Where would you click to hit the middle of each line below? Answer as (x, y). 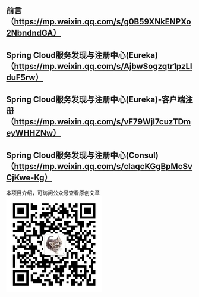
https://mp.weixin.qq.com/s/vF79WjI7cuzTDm (102, 122)
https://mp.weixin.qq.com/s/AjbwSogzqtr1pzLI (103, 66)
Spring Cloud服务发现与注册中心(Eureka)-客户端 (96, 100)
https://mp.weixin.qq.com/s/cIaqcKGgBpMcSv (103, 166)
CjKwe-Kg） (29, 177)
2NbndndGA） (34, 33)
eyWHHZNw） (34, 133)
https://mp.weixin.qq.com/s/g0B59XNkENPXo (102, 22)
